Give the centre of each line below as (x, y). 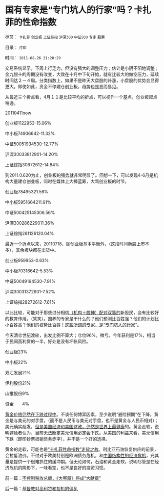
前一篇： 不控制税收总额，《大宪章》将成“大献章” (53, 478)
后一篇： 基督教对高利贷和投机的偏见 (41, 488)
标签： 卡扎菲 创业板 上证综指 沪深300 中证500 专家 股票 (55, 37)
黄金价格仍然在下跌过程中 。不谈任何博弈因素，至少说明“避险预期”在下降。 (80, 414)
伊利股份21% (18, 383)
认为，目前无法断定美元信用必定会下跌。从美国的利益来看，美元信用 (90, 433)
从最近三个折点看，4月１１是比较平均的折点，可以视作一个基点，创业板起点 (81, 97)
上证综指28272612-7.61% (31, 302)
